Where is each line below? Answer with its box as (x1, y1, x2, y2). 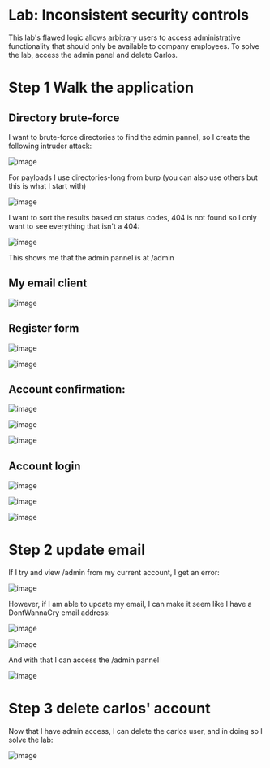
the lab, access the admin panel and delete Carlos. (8, 50, 178, 59)
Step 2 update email (8, 541, 146, 559)
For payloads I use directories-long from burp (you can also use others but (8, 172, 258, 182)
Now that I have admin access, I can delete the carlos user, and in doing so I (8, 727, 264, 736)
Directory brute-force (8, 111, 120, 124)
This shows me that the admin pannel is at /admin (8, 252, 174, 262)
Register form (8, 321, 79, 335)
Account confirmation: (8, 382, 126, 396)
